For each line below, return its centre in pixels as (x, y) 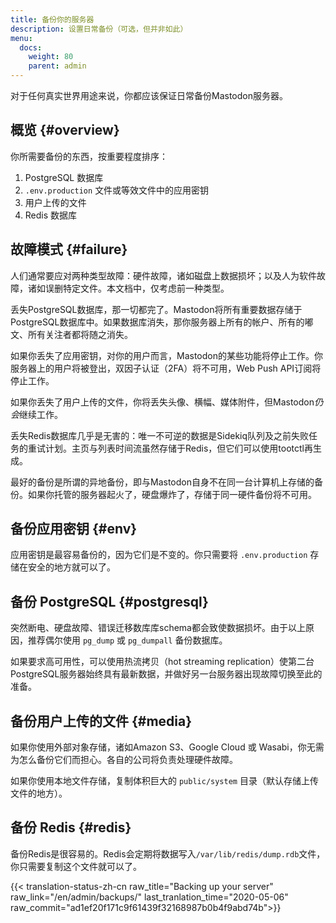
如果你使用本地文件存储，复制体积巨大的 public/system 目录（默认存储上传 (164, 781)
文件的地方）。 (39, 793)
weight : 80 (51, 57)
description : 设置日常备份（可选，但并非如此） (99, 29)
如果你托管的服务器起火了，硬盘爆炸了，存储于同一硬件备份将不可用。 (172, 494)
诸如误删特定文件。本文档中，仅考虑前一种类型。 (128, 288)
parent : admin (57, 66)
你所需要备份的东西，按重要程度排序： (89, 156)
